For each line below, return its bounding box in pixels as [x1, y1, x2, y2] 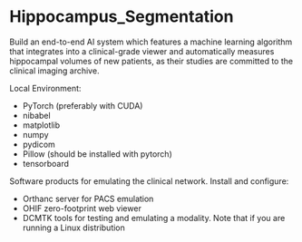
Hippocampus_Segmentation [9, 6, 234, 27]
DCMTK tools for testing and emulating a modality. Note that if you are [22, 212, 286, 223]
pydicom [22, 139, 56, 150]
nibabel [22, 110, 52, 121]
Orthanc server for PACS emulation [22, 193, 154, 204]
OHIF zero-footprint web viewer [22, 202, 142, 214]
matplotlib [22, 120, 61, 131]
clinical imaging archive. [9, 65, 100, 76]
